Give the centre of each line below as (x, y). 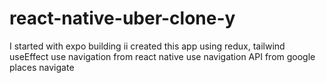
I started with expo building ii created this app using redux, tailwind (147, 46)
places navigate (42, 67)
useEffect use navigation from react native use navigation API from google (162, 56)
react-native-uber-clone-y (122, 18)
